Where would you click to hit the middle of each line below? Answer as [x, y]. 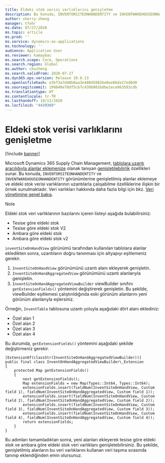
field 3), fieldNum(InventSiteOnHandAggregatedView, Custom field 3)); [80, 409]
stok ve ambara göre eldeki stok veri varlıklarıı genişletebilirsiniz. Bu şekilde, [82, 445]
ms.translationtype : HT [29, 92]
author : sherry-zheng [27, 19]
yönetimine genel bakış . [29, 194]
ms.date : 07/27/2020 [26, 28]
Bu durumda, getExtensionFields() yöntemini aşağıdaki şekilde [69, 343]
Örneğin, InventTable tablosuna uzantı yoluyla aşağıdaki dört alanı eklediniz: [82, 309]
